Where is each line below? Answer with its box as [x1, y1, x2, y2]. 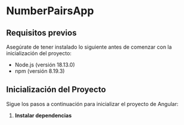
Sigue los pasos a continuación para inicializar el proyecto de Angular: [6, 100, 179, 107]
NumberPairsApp [6, 4, 94, 18]
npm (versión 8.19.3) [14, 68, 65, 75]
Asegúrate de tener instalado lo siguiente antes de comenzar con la [6, 43, 172, 50]
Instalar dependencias [14, 111, 72, 119]
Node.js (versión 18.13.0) [14, 61, 76, 68]
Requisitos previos [6, 28, 77, 38]
